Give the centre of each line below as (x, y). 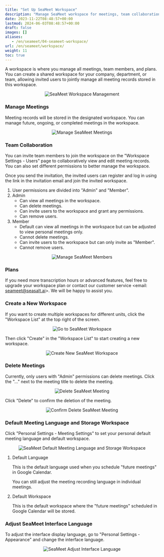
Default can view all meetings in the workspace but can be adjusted (88, 226)
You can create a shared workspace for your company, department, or (76, 74)
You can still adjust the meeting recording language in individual (76, 482)
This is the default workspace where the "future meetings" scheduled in (84, 506)
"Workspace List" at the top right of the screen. (53, 319)
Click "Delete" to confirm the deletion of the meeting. (59, 400)
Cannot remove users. (42, 247)
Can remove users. (38, 216)
